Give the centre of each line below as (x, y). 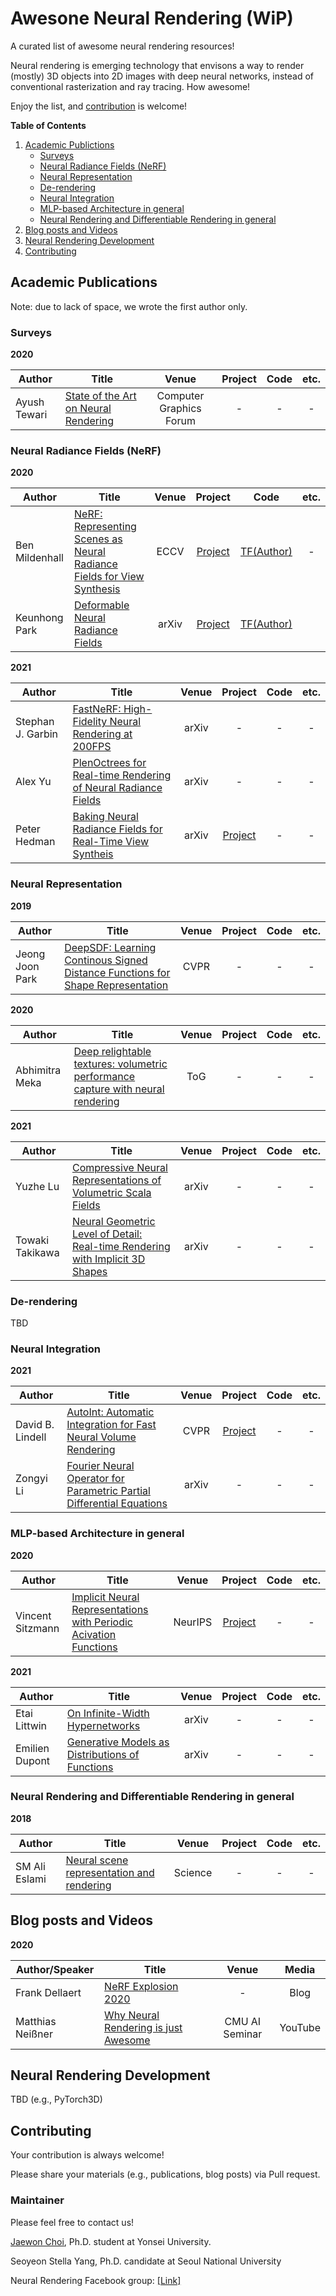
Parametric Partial (108, 1491)
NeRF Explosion (141, 1986)
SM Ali (30, 1866)
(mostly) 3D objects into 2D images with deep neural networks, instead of (162, 76)
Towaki (32, 1240)
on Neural (88, 409)
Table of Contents (48, 125)
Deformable (102, 605)
